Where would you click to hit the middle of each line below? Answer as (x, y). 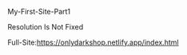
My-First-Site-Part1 (39, 12)
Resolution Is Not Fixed (46, 27)
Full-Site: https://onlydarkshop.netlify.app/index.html (93, 42)
